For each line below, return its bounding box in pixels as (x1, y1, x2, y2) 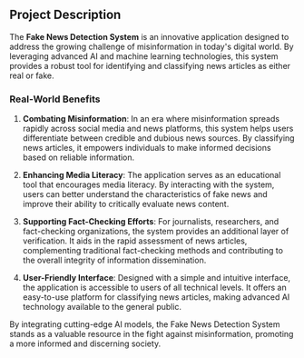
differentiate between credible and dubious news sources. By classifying (22, 133, 295, 144)
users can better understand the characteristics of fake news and (22, 189, 268, 200)
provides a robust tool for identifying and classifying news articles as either (9, 60, 291, 71)
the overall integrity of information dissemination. (22, 254, 207, 266)
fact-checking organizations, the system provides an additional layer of (22, 226, 289, 237)
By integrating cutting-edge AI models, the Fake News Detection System (9, 319, 280, 330)
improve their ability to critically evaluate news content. (22, 199, 230, 210)
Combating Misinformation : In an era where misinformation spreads (22, 114, 279, 124)
